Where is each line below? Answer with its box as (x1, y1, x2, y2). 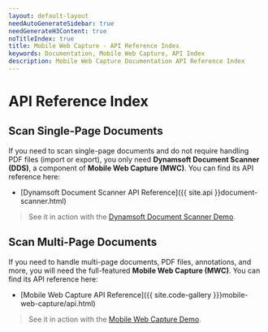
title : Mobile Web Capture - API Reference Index (8, 42, 180, 50)
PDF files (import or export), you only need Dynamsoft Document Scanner (8, 154, 260, 164)
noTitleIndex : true (8, 34, 75, 43)
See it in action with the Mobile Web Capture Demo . (28, 314, 201, 324)
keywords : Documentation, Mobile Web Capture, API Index (8, 50, 205, 58)
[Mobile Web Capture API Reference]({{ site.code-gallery (19, 290, 212, 300)
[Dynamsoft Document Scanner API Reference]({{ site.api (19, 188, 214, 197)
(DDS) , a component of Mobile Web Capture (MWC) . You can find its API (8, 163, 254, 173)
